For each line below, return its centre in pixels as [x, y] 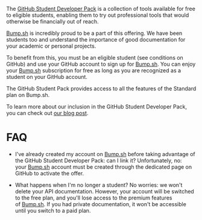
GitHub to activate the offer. [49, 173]
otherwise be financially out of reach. [52, 21]
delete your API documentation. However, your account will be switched [104, 191]
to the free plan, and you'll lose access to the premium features [93, 198]
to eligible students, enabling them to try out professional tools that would [98, 15]
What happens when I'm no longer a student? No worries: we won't [99, 185]
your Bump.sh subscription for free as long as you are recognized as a [94, 71]
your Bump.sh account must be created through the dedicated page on [103, 167]
